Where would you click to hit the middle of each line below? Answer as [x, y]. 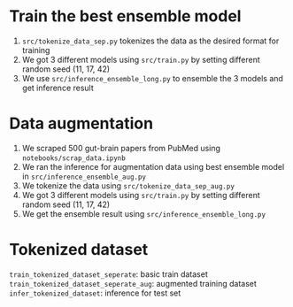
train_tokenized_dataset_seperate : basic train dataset [108, 274]
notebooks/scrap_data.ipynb [73, 158]
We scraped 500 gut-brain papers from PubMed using [121, 148]
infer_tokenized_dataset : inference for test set [95, 293]
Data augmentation [81, 123]
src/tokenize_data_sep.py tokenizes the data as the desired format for [150, 41]
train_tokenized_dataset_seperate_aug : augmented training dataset [133, 283]
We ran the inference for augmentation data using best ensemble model [153, 166]
